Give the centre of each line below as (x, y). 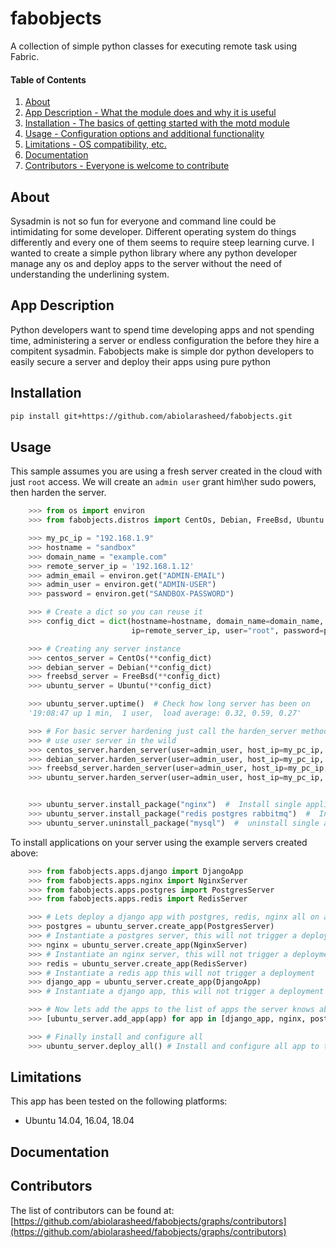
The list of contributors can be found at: (92, 1210)
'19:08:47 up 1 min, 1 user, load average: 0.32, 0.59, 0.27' (165, 713)
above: (24, 853)
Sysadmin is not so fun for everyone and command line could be (143, 221)
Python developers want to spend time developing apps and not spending (162, 329)
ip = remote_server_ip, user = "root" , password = (228, 630)
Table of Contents (48, 79)
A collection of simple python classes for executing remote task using (154, 46)
